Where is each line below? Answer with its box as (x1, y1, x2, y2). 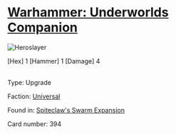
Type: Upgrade (7, 78, 52, 86)
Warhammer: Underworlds (7, 4, 169, 21)
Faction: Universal (7, 92, 61, 100)
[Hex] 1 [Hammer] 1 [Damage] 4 (7, 56, 100, 65)
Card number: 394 (7, 119, 62, 128)
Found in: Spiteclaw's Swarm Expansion (7, 105, 125, 114)
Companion (7, 19, 78, 36)
